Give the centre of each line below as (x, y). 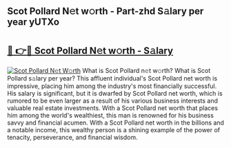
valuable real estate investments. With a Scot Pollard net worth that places (113, 108)
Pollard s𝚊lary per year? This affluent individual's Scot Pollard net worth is (112, 78)
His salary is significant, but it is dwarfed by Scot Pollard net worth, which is (115, 93)
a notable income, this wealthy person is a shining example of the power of (114, 130)
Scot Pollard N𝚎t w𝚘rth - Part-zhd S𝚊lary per (106, 11)
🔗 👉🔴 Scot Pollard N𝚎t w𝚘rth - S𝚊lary (90, 51)
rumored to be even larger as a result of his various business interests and (113, 101)
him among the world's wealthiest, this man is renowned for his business (110, 115)
